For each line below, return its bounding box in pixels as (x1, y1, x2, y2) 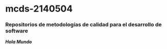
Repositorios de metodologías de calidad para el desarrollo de (5, 21, 162, 28)
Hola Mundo (5, 39, 32, 45)
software (5, 27, 28, 34)
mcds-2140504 (5, 3, 73, 15)
